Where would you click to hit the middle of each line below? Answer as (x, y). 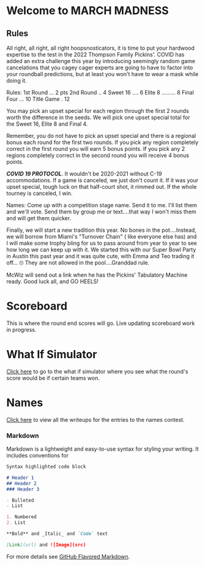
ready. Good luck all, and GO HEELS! (53, 281)
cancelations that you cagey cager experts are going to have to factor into (100, 67)
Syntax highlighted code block (46, 467)
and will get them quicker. (39, 218)
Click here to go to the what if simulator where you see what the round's (97, 371)
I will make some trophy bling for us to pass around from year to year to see (102, 243)
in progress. (21, 329)
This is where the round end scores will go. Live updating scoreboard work (101, 323)
